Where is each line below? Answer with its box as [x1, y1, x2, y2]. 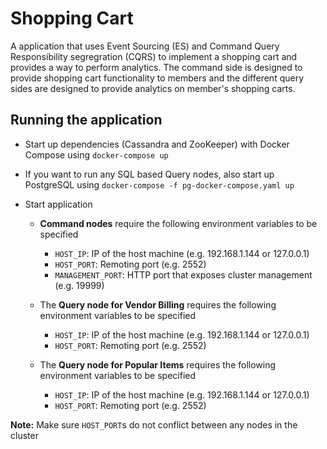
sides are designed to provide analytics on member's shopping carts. [10, 82, 296, 94]
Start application [24, 198, 93, 210]
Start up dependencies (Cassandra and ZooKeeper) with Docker [24, 138, 290, 150]
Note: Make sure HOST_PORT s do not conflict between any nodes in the [10, 418, 298, 431]
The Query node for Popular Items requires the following [39, 358, 277, 371]
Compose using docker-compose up [24, 148, 169, 161]
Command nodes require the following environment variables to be [39, 217, 318, 229]
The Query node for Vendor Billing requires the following [39, 298, 277, 311]
